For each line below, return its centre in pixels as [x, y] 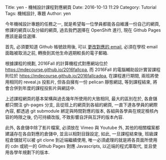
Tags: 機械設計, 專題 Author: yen [38, 13]
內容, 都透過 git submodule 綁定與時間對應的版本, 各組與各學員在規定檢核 [80, 111]
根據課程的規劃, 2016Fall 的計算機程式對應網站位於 [57, 63]
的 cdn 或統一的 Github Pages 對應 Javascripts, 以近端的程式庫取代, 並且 [79, 146]
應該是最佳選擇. [21, 36]
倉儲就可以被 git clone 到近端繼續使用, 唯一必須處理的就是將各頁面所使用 [83, 140]
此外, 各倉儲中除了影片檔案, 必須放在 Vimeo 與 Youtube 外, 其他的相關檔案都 [83, 128]
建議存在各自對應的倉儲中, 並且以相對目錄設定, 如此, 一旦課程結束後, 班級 [79, 134]
